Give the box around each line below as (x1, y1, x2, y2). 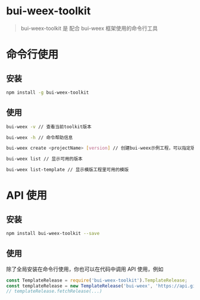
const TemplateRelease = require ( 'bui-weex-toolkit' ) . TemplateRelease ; (6, 277, 187, 283)
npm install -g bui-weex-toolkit (6, 89, 89, 95)
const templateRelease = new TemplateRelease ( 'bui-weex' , (6, 283, 153, 289)
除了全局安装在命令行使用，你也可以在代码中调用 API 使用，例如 (6, 265, 164, 273)
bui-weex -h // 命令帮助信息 (6, 134, 73, 141)
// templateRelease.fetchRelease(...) (6, 288, 102, 295)
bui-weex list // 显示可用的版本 (6, 156, 83, 162)
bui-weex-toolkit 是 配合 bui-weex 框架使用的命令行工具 (20, 24, 158, 32)
